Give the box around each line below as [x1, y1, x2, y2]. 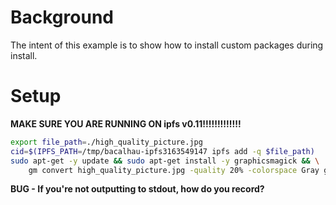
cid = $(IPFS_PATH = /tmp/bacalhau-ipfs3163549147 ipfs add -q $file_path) [10, 146, 315, 156]
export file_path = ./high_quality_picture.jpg [10, 137, 203, 147]
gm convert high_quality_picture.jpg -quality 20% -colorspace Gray [28, 165, 320, 175]
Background [10, 6, 114, 29]
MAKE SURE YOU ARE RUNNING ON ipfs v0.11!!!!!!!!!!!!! [10, 117, 242, 130]
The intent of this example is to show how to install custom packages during [10, 39, 324, 51]
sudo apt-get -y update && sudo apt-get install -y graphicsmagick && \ [10, 156, 320, 166]
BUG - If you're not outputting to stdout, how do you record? [10, 183, 265, 195]
